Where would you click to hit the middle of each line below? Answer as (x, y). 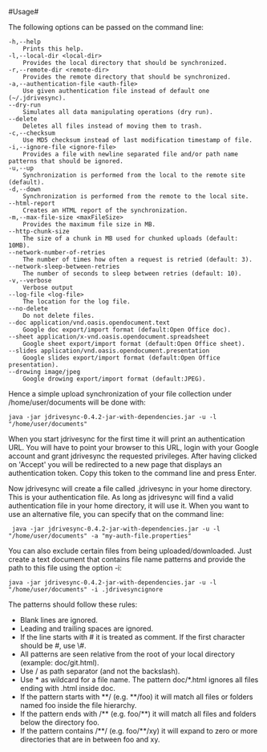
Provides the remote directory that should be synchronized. (127, 77)
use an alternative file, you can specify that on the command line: (116, 514)
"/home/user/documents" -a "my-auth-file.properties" (100, 536)
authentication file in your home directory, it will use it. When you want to (129, 506)
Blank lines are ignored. (59, 620)
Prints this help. (53, 49)
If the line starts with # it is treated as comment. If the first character (132, 637)
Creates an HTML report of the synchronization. (105, 210)
